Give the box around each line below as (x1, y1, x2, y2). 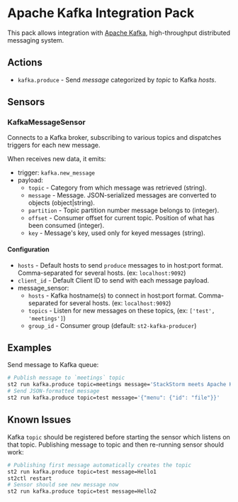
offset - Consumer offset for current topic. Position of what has (28, 214, 215, 222)
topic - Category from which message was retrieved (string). (28, 183, 207, 192)
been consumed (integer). (28, 222, 105, 230)
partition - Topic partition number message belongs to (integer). (28, 206, 220, 214)
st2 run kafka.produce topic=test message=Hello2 (7, 488, 157, 495)
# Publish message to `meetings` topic (7, 374, 125, 381)
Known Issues (7, 414, 72, 426)
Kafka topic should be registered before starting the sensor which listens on (7, 432, 230, 441)
